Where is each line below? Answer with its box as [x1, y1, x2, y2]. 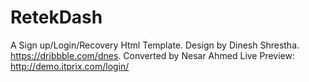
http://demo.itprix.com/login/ [10, 60, 130, 72]
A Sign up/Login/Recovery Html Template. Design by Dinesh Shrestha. [10, 39, 300, 51]
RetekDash [10, 6, 103, 29]
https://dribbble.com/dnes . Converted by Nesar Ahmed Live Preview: [10, 49, 295, 61]
